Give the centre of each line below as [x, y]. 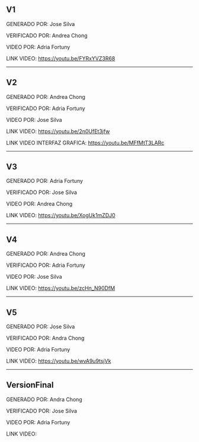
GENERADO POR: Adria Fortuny [45, 181]
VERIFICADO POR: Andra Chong [45, 338]
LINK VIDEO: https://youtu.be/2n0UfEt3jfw [58, 131]
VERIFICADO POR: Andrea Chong [47, 36]
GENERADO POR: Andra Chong [44, 399]
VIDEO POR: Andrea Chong [39, 204]
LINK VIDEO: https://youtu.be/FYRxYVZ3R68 [61, 58]
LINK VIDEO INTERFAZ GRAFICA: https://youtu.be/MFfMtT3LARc [85, 143]
